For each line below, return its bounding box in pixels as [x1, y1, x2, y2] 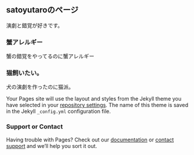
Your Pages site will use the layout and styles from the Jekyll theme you [6, 95, 182, 102]
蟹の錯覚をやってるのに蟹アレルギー [6, 53, 95, 60]
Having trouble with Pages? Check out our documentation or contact [6, 136, 174, 143]
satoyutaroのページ [6, 5, 79, 15]
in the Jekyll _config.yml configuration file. [6, 108, 111, 115]
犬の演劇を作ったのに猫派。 [6, 83, 74, 91]
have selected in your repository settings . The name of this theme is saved [6, 102, 189, 109]
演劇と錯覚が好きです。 [6, 22, 63, 29]
